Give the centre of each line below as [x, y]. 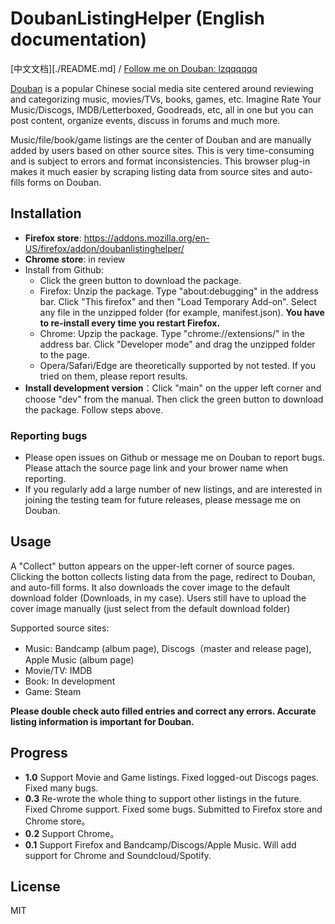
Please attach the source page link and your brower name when [156, 468]
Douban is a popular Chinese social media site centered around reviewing [162, 88]
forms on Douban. [64, 182]
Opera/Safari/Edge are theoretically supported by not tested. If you [178, 365]
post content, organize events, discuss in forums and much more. [145, 120]
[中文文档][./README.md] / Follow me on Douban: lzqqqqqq [134, 68]
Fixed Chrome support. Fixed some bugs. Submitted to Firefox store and [173, 809]
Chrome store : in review [75, 259]
